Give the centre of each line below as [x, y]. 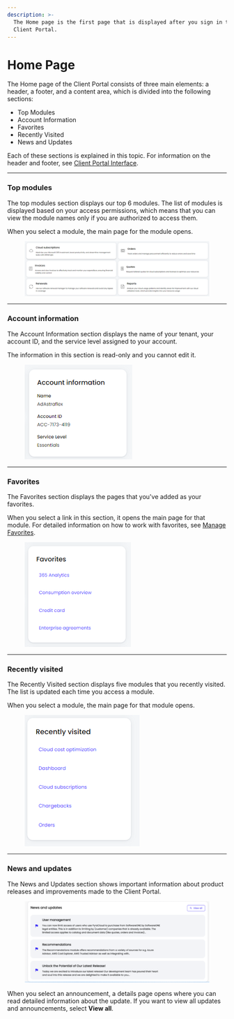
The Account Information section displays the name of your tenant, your [110, 334]
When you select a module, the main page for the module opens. [100, 231]
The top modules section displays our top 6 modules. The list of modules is [115, 203]
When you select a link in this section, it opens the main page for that [106, 517]
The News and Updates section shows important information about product [116, 884]
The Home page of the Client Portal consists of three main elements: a [108, 84]
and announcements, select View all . [60, 1008]
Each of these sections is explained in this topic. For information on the [109, 156]
